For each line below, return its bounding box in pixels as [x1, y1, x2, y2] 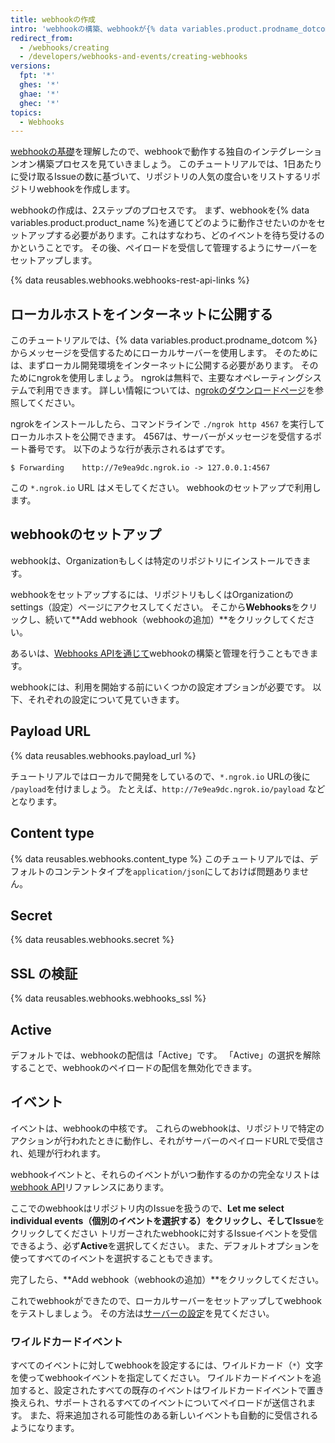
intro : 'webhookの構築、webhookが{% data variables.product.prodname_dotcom [10, 24, 330, 34]
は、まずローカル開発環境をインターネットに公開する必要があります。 [10, 359, 299, 371]
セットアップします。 [10, 254, 98, 266]
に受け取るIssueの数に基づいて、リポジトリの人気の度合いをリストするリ [10, 171, 312, 183]
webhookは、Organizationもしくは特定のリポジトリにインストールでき [10, 554, 303, 566]
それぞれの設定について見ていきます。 [27, 693, 185, 705]
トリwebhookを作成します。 [18, 183, 136, 195]
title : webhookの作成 [10, 14, 96, 25]
